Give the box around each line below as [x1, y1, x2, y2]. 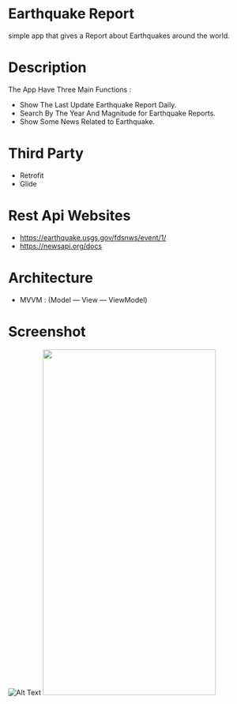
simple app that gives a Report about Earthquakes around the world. [8, 31, 231, 40]
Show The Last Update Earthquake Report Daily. [19, 100, 177, 109]
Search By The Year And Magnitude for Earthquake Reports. [19, 108, 216, 118]
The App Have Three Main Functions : [8, 85, 132, 94]
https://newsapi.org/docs [19, 241, 103, 250]
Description [8, 58, 87, 77]
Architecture [8, 269, 93, 287]
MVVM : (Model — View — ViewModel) [19, 295, 148, 304]
